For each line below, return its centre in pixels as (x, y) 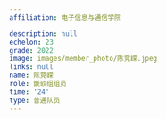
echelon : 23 (31, 42)
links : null (31, 67)
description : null (43, 34)
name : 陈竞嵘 (31, 76)
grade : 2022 (31, 50)
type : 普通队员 (35, 100)
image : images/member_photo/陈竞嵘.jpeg (83, 59)
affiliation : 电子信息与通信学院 (66, 17)
